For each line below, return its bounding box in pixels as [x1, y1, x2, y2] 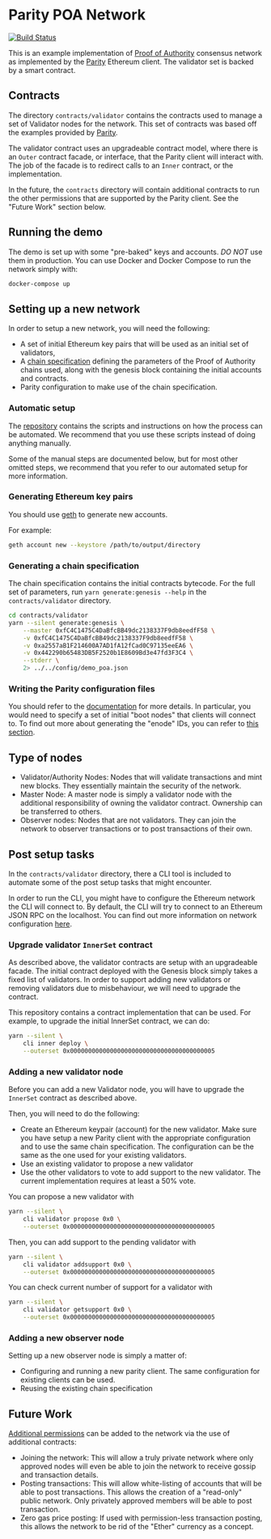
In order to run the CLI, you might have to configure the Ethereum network [8, 893, 256, 903]
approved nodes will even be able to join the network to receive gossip [19, 1461, 256, 1471]
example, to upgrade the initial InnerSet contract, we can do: [8, 1016, 210, 1026]
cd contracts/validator [8, 611, 89, 620]
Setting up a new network [8, 302, 141, 316]
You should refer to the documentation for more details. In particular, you [8, 702, 252, 712]
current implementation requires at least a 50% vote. [19, 1176, 197, 1186]
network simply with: [8, 264, 78, 274]
